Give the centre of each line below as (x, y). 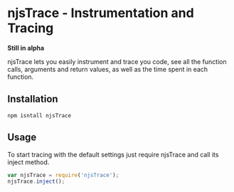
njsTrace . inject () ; (36, 182)
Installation (33, 99)
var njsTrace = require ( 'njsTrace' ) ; (63, 175)
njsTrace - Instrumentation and (101, 13)
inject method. (28, 162)
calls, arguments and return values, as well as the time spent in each (108, 69)
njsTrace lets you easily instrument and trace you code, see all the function (117, 61)
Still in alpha (26, 48)
